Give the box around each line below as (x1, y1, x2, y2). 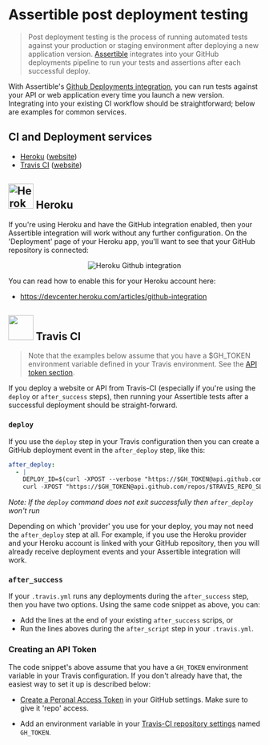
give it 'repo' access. (19, 703, 90, 713)
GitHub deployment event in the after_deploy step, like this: (8, 445, 206, 455)
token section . (27, 368, 75, 378)
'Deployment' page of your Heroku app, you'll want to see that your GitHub (8, 236, 256, 246)
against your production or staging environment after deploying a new (27, 40, 259, 50)
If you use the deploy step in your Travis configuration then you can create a (8, 436, 260, 446)
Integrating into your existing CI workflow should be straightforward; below (8, 98, 255, 108)
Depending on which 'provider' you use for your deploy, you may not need (8, 522, 254, 531)
